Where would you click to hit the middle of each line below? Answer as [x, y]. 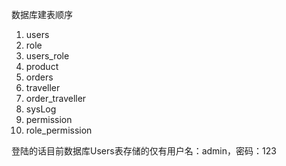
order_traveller [56, 98]
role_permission [59, 130]
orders [39, 77]
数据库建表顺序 [42, 14]
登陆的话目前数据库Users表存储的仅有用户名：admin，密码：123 [144, 151]
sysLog [41, 109]
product [42, 66]
